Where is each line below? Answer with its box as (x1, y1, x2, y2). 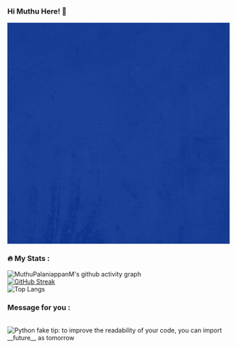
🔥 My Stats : (7, 254, 50, 264)
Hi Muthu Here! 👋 (7, 6, 67, 16)
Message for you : (7, 302, 71, 312)
